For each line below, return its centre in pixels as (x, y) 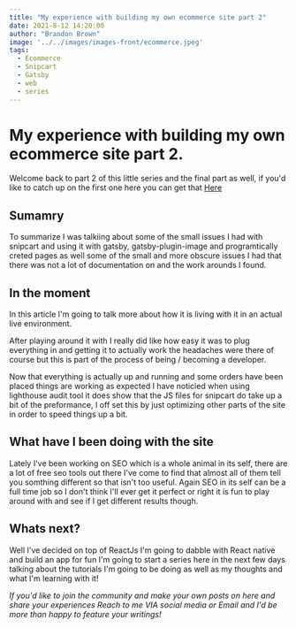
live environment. (41, 324)
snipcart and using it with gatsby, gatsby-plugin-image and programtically (144, 246)
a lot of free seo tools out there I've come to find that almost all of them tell (145, 472)
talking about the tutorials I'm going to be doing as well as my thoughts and (146, 569)
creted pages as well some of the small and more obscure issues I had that (145, 256)
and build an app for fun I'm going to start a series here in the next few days (147, 559)
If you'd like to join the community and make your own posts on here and (142, 595)
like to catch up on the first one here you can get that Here (116, 188)
